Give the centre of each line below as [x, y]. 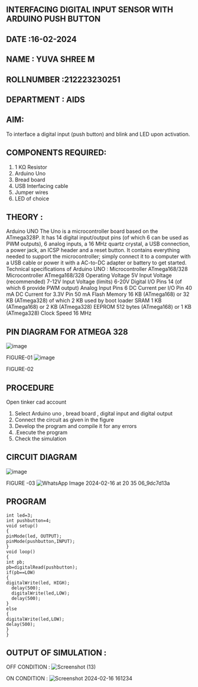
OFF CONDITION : [28, 667]
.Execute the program [41, 433]
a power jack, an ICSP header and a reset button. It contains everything [93, 250]
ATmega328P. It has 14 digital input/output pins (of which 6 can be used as [98, 238]
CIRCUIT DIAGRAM [42, 457]
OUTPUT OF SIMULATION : [56, 653]
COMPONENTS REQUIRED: [56, 153]
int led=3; [20, 515]
